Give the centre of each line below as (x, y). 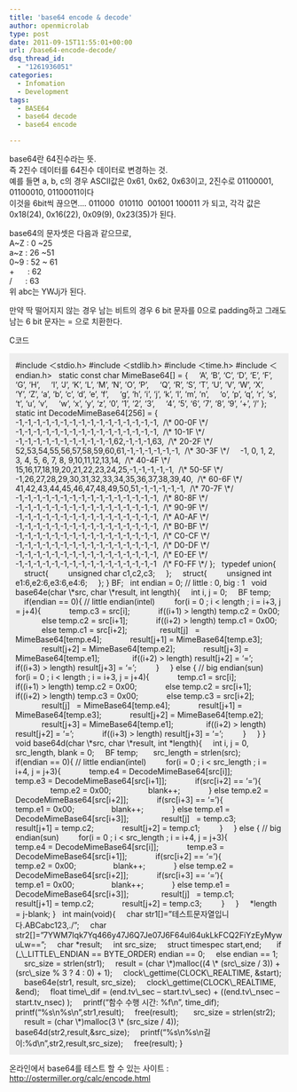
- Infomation (41, 83)
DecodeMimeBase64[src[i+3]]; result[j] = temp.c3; (126, 819)
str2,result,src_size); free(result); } (116, 1043)
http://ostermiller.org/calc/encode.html (80, 1078)
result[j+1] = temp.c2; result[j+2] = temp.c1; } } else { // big (148, 828)
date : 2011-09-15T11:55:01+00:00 (71, 42)
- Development (43, 91)
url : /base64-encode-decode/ (63, 51)
